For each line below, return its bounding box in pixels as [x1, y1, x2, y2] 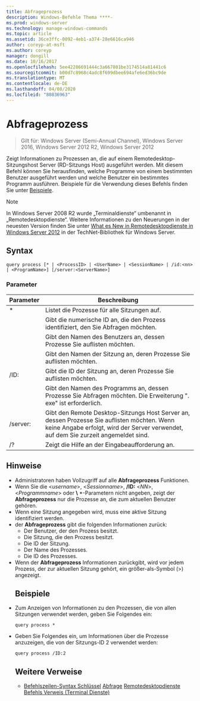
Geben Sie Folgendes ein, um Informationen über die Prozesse [14, 633, 168, 640]
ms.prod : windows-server [6, 20, 68, 26]
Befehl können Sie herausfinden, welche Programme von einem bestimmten [6, 167, 192, 174]
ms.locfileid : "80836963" [6, 92, 70, 98]
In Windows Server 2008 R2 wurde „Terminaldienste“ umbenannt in [6, 209, 171, 217]
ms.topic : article [6, 31, 52, 37]
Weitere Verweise [14, 666, 82, 677]
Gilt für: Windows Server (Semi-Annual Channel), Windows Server [20, 137, 183, 144]
